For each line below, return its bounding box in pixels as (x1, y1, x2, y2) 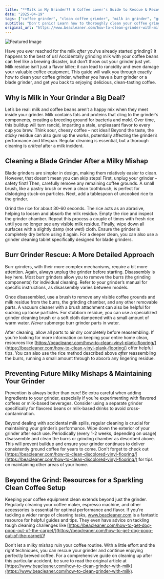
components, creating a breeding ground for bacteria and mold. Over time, (5, 117, 155, 123)
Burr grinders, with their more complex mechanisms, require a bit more (5, 263, 148, 269)
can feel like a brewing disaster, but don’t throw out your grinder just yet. (5, 59, 151, 64)
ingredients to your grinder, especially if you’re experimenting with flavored (5, 395, 156, 401)
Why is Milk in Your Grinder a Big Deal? (5, 93, 125, 102)
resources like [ (5, 340, 37, 345)
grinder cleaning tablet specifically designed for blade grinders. (5, 236, 133, 242)
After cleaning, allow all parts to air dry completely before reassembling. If (5, 329, 154, 335)
